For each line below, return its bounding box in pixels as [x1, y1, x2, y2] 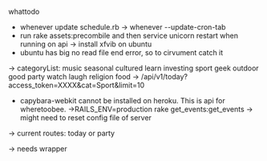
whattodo [8, 7, 40, 16]
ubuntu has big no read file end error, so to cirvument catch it [19, 48, 224, 57]
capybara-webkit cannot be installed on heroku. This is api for [19, 96, 226, 105]
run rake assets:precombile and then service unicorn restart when [19, 31, 239, 40]
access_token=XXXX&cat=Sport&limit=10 [8, 80, 145, 90]
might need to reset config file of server [19, 113, 152, 123]
